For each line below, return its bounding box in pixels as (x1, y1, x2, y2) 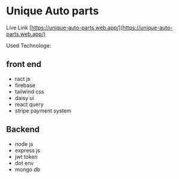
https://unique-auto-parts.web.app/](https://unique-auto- (31, 24, 173, 31)
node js (14, 140, 33, 147)
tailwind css (14, 88, 45, 95)
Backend (6, 125, 40, 135)
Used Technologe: (6, 42, 52, 49)
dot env (14, 159, 34, 166)
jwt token (14, 153, 38, 160)
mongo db (14, 166, 41, 173)
